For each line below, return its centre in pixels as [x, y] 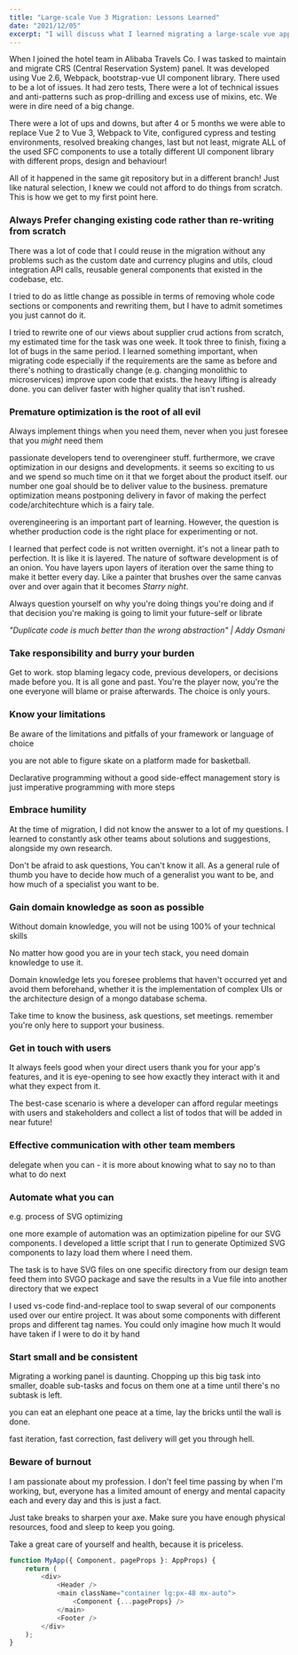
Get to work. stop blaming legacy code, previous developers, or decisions [144, 673]
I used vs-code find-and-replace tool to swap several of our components [143, 1306]
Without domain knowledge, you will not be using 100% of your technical [142, 926]
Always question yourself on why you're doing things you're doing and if [142, 603]
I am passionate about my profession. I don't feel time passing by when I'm [146, 1481]
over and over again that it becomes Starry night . [99, 586]
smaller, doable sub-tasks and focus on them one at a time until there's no [145, 1386]
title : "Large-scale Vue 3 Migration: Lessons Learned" [114, 17]
